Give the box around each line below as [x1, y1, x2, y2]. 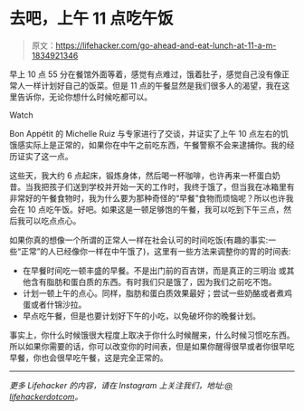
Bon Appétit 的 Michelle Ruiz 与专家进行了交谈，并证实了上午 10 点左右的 [9, 128, 281, 139]
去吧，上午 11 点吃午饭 [9, 8, 174, 29]
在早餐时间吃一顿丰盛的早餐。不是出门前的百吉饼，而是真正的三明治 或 [22, 264, 287, 276]
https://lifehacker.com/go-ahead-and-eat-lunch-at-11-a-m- [55, 40, 277, 51]
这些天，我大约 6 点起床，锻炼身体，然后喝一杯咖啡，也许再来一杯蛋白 [9, 169, 273, 181]
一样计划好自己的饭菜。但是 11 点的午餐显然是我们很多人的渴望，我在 [24, 80, 282, 91]
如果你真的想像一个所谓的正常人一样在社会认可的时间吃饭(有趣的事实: [9, 234, 269, 245]
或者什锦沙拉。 [30, 299, 87, 310]
